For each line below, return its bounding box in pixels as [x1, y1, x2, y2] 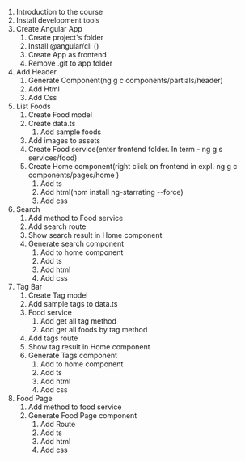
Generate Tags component [27, 351, 118, 360]
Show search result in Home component [27, 230, 163, 239]
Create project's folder [27, 32, 103, 42]
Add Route [40, 420, 76, 429]
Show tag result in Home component [27, 342, 151, 351]
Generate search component [27, 239, 125, 248]
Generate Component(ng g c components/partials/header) [27, 76, 224, 85]
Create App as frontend [27, 50, 107, 59]
